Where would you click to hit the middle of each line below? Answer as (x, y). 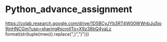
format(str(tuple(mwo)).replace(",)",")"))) (47, 34)
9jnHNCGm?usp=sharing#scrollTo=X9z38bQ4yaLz (59, 28)
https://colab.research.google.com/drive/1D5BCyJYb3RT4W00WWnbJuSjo (83, 23)
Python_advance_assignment (69, 9)
